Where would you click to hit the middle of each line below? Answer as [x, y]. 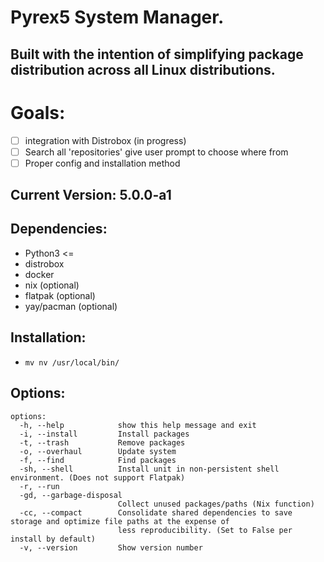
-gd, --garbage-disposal [71, 495]
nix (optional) [52, 285]
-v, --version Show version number [111, 547]
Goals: [38, 112]
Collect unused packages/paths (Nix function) [216, 504]
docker [39, 274]
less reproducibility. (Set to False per [205, 530]
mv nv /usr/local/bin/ [72, 362]
